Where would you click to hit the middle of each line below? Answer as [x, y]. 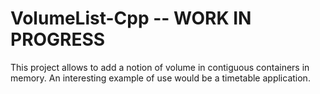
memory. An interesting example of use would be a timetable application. [160, 78]
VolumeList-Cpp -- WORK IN [131, 18]
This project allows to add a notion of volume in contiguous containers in [160, 67]
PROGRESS [58, 39]
